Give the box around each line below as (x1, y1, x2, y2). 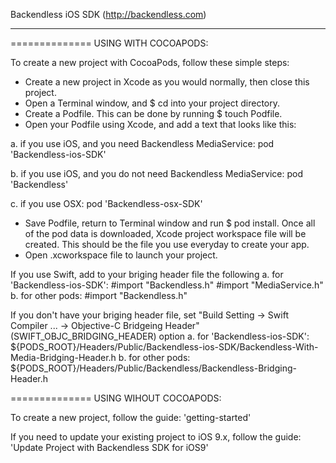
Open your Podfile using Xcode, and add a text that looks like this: (24, 119, 297, 130)
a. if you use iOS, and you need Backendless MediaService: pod (10, 138, 275, 149)
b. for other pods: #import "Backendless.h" (10, 290, 188, 301)
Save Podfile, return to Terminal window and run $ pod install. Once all (24, 217, 316, 229)
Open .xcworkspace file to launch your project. (24, 249, 218, 261)
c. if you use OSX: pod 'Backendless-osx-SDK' (10, 198, 203, 209)
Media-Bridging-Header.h (10, 352, 117, 363)
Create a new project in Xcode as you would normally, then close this (24, 76, 310, 88)
